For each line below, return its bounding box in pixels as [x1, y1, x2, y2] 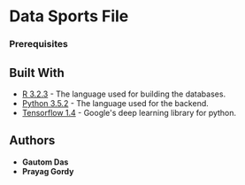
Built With [9, 65, 65, 81]
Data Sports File [9, 6, 129, 27]
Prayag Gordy [21, 166, 74, 176]
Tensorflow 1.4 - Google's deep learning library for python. [21, 107, 237, 118]
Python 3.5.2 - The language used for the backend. [21, 97, 210, 108]
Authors [9, 133, 56, 148]
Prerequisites [9, 38, 68, 50]
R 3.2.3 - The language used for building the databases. [21, 89, 226, 99]
